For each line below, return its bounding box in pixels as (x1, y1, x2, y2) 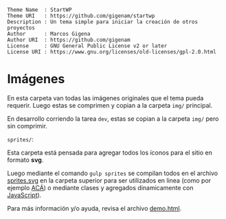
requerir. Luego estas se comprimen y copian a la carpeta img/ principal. (7, 101, 213, 109)
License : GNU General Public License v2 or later (7, 43, 168, 49)
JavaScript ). (7, 191, 42, 199)
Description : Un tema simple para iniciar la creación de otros (7, 19, 198, 25)
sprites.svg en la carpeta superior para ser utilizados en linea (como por (7, 176, 212, 185)
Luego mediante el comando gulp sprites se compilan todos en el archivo (7, 169, 218, 177)
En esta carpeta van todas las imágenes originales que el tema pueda (7, 93, 204, 102)
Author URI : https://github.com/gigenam (7, 36, 131, 43)
